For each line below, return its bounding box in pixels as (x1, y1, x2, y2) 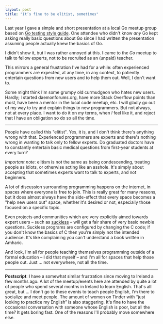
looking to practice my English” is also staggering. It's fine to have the (5, 299, 145, 305)
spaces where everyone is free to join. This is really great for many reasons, (5, 189, 157, 194)
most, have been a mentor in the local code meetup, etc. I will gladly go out (5, 99, 155, 105)
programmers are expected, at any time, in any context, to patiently (5, 69, 140, 75)
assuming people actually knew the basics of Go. (5, 40, 103, 46)
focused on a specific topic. (5, 204, 61, 210)
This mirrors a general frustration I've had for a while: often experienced (5, 64, 149, 70)
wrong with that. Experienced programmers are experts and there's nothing (5, 134, 156, 140)
